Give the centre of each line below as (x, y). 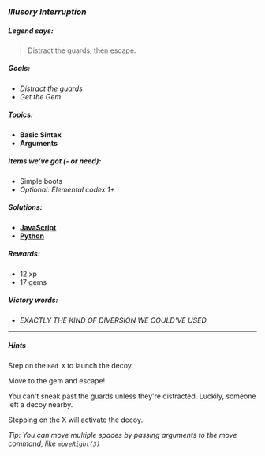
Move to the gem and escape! (57, 380)
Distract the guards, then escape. (82, 50)
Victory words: (33, 300)
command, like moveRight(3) (54, 443)
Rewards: (24, 254)
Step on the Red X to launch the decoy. (71, 365)
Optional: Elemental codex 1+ (67, 189)
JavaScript (38, 227)
